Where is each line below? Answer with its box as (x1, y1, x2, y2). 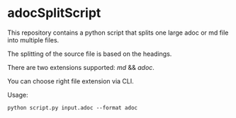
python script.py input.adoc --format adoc (7, 104, 138, 111)
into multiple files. (7, 35, 60, 44)
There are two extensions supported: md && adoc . (7, 63, 154, 71)
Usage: (7, 90, 28, 99)
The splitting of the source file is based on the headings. (7, 49, 172, 58)
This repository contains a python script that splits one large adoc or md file (7, 28, 229, 37)
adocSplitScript (7, 5, 101, 21)
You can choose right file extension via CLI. (7, 76, 135, 85)
